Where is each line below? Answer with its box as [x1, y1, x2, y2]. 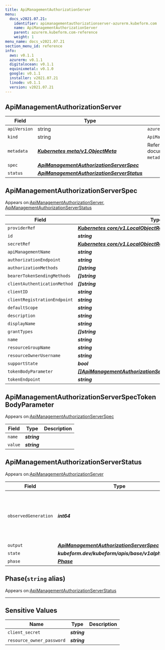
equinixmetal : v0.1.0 [9, 67, 54, 72]
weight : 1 [14, 35, 34, 40]
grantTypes [7, 329, 33, 335]
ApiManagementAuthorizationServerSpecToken [5, 393, 156, 401]
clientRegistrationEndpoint [7, 297, 73, 303]
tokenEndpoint [7, 377, 41, 383]
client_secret [7, 630, 41, 635]
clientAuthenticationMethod [7, 281, 73, 287]
